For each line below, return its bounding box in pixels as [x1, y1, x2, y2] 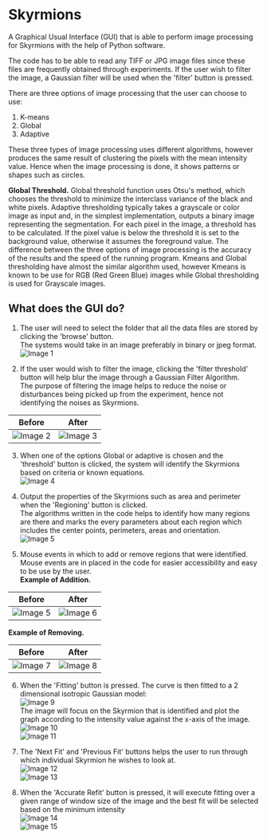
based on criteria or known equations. [19, 467, 145, 477]
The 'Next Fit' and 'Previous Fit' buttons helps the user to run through [19, 746, 249, 756]
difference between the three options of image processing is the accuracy [8, 245, 252, 254]
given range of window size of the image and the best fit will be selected [19, 796, 259, 806]
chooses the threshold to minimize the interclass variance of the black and [8, 194, 253, 203]
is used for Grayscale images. [8, 278, 106, 288]
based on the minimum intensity [19, 804, 126, 814]
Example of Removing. [8, 628, 85, 637]
